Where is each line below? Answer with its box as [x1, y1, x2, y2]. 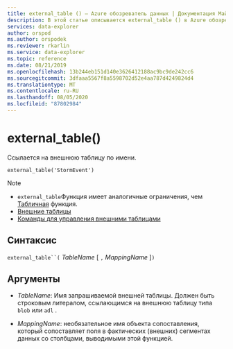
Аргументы [7, 273, 60, 285]
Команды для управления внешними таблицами [17, 214, 161, 223]
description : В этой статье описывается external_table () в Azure [7, 17, 207, 24]
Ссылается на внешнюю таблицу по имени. [7, 153, 137, 162]
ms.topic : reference [7, 56, 67, 62]
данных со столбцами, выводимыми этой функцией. [17, 334, 173, 343]
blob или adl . [17, 306, 58, 314]
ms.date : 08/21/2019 [7, 62, 67, 69]
